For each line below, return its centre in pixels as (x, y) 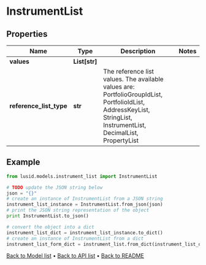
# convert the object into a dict (51, 227)
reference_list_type (38, 106)
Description (138, 51)
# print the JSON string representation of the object (78, 210)
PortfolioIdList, (124, 102)
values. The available (133, 79)
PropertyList (121, 140)
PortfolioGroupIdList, (133, 94)
